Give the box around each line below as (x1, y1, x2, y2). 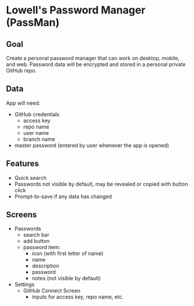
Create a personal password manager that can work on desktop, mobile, (6, 55, 179, 61)
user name (23, 129, 50, 136)
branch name (23, 135, 55, 142)
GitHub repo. (6, 67, 37, 74)
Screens (6, 210, 37, 220)
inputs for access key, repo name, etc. (31, 293, 124, 301)
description (31, 262, 59, 269)
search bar (23, 231, 50, 238)
